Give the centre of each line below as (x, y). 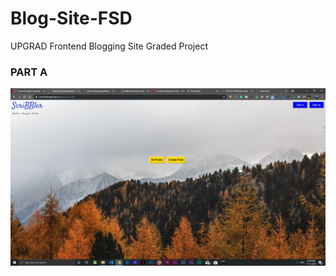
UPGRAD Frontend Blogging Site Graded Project (109, 46)
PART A (29, 72)
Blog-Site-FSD (71, 18)
